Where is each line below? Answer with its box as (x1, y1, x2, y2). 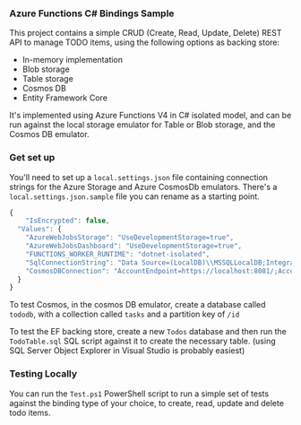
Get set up (9, 152, 56, 164)
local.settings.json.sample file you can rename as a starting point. (9, 191, 260, 202)
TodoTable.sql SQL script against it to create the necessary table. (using (9, 335, 276, 347)
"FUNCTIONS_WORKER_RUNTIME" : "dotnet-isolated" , (25, 249, 211, 258)
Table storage (21, 74, 73, 84)
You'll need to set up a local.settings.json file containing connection (9, 171, 269, 182)
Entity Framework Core (21, 92, 107, 103)
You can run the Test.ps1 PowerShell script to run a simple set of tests (9, 388, 270, 399)
